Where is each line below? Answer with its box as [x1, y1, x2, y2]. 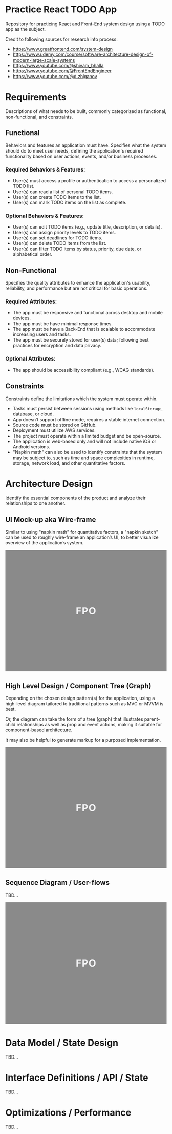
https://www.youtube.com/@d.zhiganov [12, 73, 97, 79]
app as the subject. [5, 26, 46, 32]
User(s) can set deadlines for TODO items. [12, 235, 102, 241]
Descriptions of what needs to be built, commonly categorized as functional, [5, 108, 167, 114]
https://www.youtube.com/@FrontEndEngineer [12, 68, 112, 74]
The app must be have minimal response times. [12, 320, 113, 327]
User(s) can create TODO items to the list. [12, 194, 101, 200]
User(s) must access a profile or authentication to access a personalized [12, 177, 166, 183]
